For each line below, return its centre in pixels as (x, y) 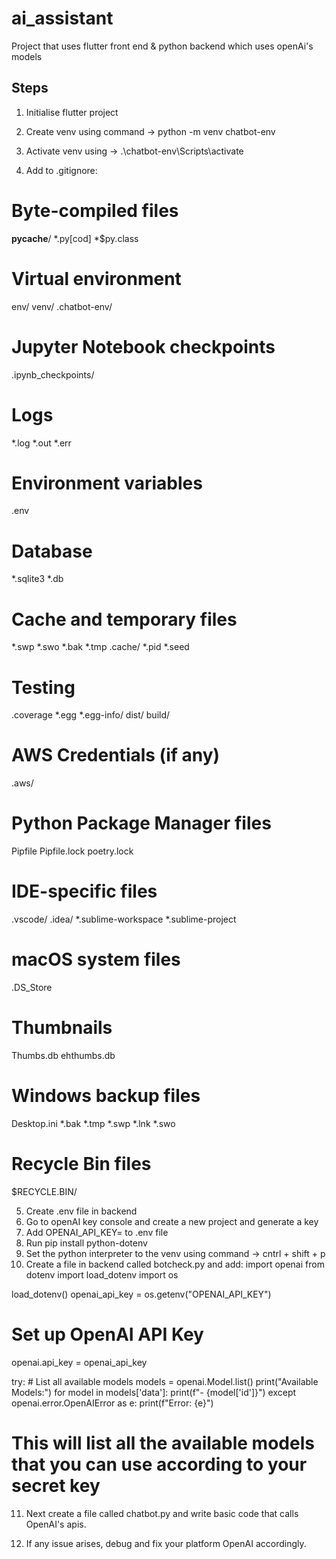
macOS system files (96, 959)
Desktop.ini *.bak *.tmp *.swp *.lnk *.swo (93, 1123)
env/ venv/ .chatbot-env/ (62, 306)
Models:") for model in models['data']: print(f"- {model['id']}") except (154, 1392)
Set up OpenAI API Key (107, 1334)
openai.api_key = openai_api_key (79, 1362)
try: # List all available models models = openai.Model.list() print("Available (165, 1381)
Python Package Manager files (141, 823)
